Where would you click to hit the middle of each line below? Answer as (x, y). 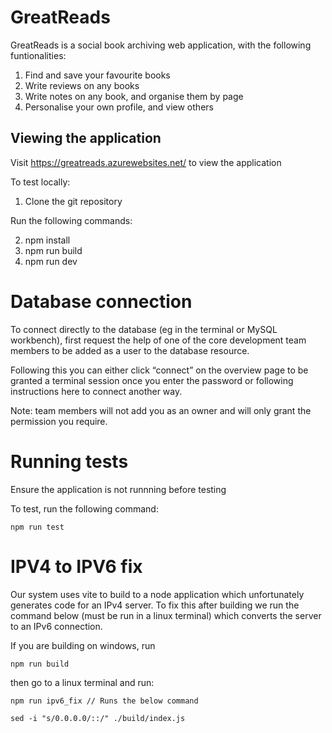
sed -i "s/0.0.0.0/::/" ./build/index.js (98, 718)
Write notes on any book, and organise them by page (134, 96)
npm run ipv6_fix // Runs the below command (104, 701)
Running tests (69, 461)
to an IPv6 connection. (56, 626)
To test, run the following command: (84, 508)
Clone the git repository (73, 201)
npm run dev (51, 261)
